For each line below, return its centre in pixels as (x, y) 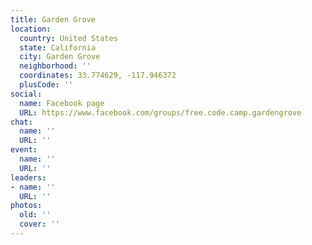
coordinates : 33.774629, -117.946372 (98, 76)
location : (31, 29)
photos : (26, 206)
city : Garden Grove (60, 57)
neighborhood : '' (55, 66)
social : (26, 94)
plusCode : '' (46, 85)
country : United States (68, 38)
